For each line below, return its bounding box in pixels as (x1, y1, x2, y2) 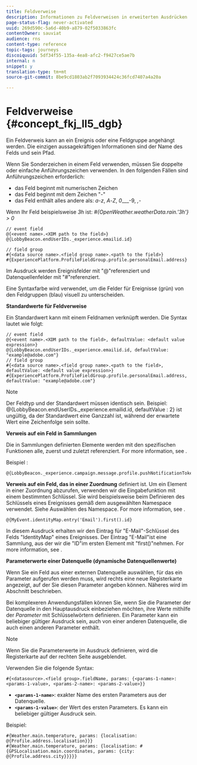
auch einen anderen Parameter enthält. (6, 624, 101, 631)
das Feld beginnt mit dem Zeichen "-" (14, 191, 106, 198)
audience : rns (6, 36, 41, 42)
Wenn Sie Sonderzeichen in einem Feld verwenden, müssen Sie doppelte (6, 161, 183, 168)
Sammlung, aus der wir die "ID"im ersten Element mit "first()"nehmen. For (6, 540, 184, 547)
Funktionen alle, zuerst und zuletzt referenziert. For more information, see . (6, 448, 188, 455)
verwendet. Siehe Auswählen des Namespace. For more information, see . (6, 505, 186, 513)
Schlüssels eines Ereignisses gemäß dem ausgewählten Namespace (6, 500, 172, 507)
